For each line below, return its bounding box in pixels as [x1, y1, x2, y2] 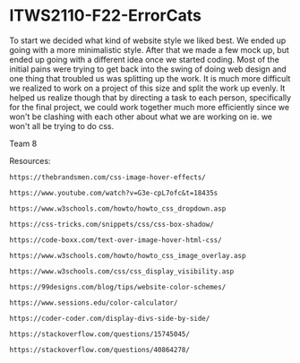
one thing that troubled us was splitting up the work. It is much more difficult [9, 73, 291, 83]
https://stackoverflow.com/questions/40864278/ [9, 345, 191, 354]
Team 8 [9, 138, 38, 149]
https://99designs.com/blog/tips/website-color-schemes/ [9, 282, 227, 291]
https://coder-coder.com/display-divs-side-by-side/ [9, 314, 210, 323]
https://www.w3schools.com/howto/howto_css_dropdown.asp [9, 203, 227, 213]
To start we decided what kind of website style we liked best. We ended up [9, 35, 287, 46]
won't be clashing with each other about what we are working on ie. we [9, 111, 273, 122]
